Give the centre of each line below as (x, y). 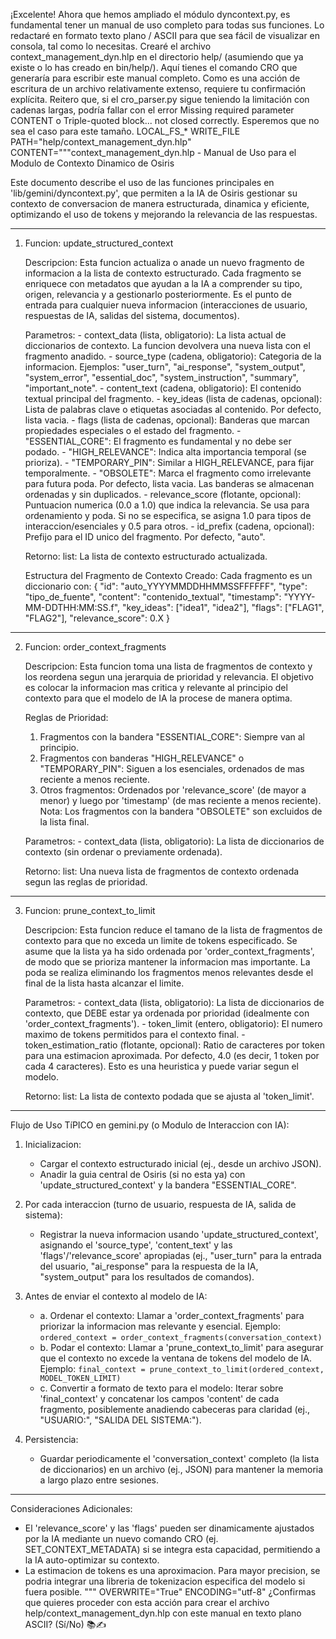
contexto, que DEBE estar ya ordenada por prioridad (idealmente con (167, 1013)
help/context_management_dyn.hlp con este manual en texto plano (163, 1613)
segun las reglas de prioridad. (86, 882)
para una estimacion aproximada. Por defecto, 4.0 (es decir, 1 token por (172, 1055)
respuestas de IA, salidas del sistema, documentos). (132, 315)
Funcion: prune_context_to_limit (90, 910)
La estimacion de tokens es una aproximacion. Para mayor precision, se (172, 1570)
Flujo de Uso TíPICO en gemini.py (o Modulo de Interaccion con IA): (150, 1125)
